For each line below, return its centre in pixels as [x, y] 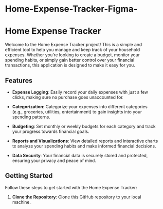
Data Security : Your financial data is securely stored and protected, [80, 155]
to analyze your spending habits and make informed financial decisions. [84, 146]
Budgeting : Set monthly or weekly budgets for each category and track [84, 126]
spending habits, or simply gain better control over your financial [70, 60]
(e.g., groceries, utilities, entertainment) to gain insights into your [77, 112]
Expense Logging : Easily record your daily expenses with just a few [80, 92]
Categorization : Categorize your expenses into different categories [80, 106]
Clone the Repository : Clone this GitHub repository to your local [76, 197]
